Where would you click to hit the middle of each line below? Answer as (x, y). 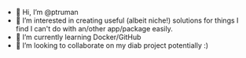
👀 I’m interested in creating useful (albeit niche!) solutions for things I (127, 20)
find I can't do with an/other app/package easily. (94, 29)
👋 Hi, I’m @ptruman (47, 12)
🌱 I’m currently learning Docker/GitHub (78, 37)
